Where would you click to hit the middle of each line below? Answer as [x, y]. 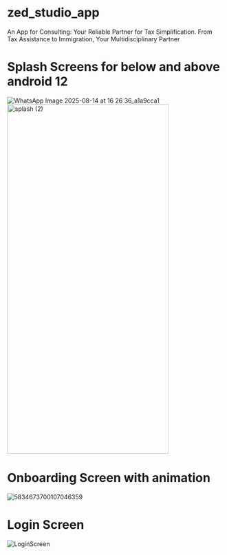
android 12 [37, 82]
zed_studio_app [53, 13]
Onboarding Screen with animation [109, 478]
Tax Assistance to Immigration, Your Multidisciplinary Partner [94, 39]
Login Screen [46, 525]
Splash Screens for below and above [113, 67]
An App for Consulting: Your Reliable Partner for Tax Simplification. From [110, 32]
